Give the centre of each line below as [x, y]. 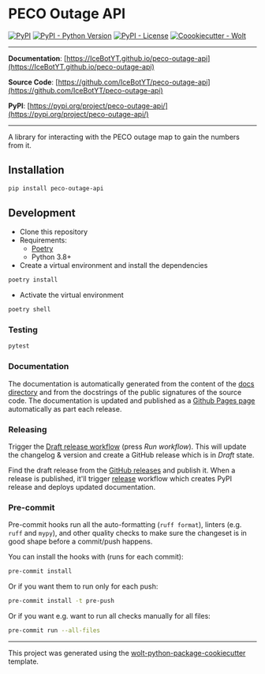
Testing [23, 330]
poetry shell [30, 310]
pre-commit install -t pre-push [61, 601]
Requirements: [43, 240]
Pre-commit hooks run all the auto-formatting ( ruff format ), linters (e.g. [125, 525]
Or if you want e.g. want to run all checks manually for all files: [109, 616]
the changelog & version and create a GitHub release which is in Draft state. [131, 454]
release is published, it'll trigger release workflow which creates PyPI [120, 478]
